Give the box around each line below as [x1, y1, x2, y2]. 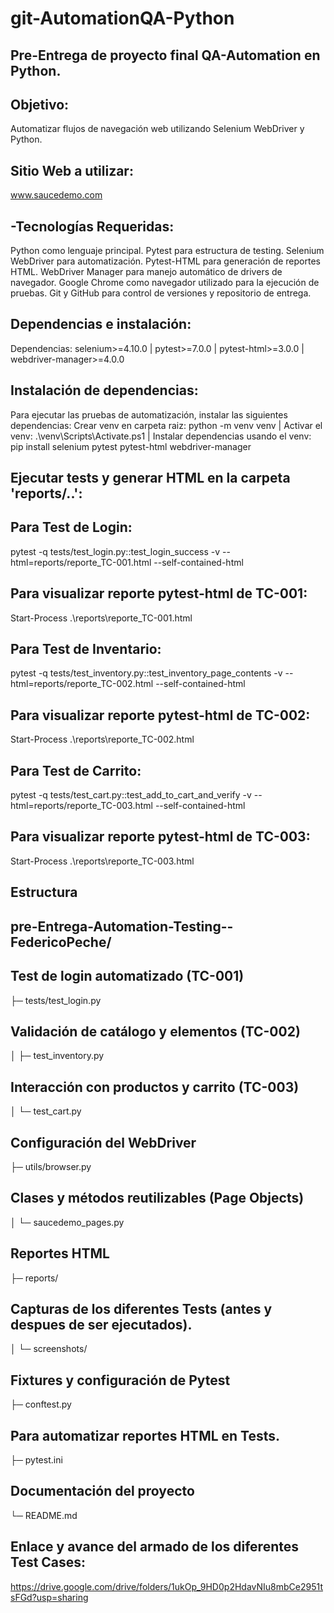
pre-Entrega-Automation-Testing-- [10, 918, 234, 935]
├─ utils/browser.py [10, 1160, 92, 1172]
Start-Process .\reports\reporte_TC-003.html [10, 855, 195, 867]
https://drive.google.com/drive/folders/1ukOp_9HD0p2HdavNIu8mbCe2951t [10, 1580, 323, 1592]
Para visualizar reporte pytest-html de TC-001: [10, 585, 308, 602]
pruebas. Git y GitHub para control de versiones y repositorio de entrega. [10, 287, 312, 299]
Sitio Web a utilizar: [10, 162, 134, 179]
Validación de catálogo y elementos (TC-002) [10, 1023, 301, 1040]
